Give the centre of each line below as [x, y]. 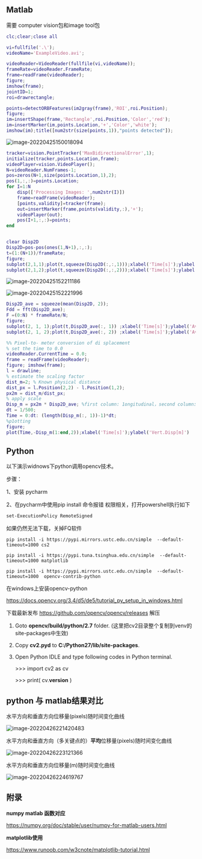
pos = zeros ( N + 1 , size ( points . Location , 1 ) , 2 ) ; [62, 176]
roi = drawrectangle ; [31, 97]
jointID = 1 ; [20, 92]
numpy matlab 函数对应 [36, 813]
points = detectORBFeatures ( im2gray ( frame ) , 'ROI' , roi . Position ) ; [87, 108]
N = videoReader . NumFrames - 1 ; [41, 170]
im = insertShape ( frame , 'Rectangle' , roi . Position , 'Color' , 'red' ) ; [88, 120]
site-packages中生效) [41, 633]
